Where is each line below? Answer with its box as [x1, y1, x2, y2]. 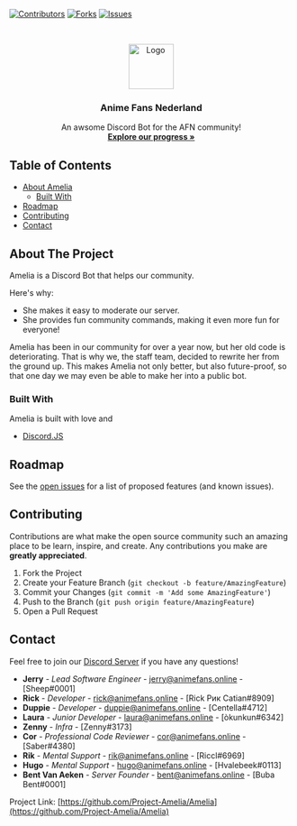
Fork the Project [22, 567, 83, 578]
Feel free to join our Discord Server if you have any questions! [9, 656, 238, 666]
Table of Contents [9, 158, 112, 173]
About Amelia [22, 181, 73, 193]
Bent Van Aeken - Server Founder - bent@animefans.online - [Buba [22, 769, 275, 780]
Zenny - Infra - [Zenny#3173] [22, 721, 132, 732]
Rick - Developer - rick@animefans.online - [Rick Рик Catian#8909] [22, 693, 274, 703]
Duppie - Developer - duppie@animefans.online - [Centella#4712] [22, 702, 268, 712]
